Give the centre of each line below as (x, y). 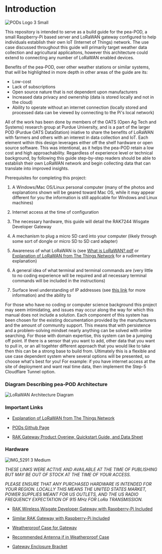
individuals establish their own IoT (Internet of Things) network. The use (77, 42)
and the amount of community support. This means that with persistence (78, 325)
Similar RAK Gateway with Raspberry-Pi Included (61, 518)
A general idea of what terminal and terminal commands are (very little (82, 270)
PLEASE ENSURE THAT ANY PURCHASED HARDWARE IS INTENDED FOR (78, 484)
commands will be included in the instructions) (59, 281)
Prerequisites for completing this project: (46, 178)
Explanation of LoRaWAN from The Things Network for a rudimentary (81, 255)
